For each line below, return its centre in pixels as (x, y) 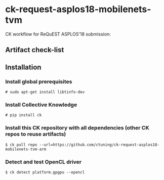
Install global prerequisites (39, 81)
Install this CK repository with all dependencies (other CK (77, 128)
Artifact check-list (35, 50)
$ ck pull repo (21, 145)
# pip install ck (24, 115)
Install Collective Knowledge (41, 105)
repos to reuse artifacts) (36, 134)
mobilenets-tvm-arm (26, 149)
